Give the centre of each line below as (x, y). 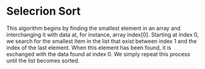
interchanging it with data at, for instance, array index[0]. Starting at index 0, (102, 34)
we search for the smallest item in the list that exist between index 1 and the (102, 41)
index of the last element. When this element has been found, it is (89, 48)
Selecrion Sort (43, 11)
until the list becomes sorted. (43, 60)
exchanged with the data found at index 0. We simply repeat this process (99, 54)
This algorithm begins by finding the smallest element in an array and (93, 28)
